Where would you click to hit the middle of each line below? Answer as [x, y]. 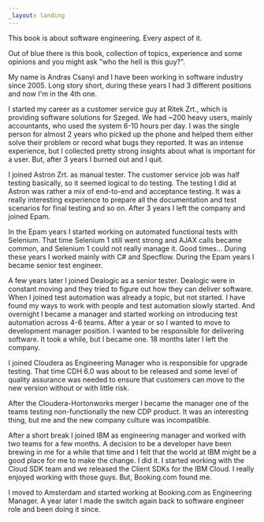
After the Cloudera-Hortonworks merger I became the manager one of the [128, 403]
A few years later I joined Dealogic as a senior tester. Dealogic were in [121, 280]
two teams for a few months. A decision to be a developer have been [120, 443]
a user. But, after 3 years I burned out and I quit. [86, 159]
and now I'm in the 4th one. [52, 93]
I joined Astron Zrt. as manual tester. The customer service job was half [124, 174]
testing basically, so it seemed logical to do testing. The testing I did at [122, 183]
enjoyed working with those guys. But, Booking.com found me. [110, 477]
